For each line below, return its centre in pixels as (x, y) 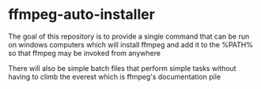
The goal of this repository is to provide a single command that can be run (129, 36)
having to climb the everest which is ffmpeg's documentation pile (115, 76)
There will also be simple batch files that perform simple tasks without (122, 68)
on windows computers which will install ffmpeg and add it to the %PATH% (130, 44)
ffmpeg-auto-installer (82, 15)
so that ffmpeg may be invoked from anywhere (84, 53)
